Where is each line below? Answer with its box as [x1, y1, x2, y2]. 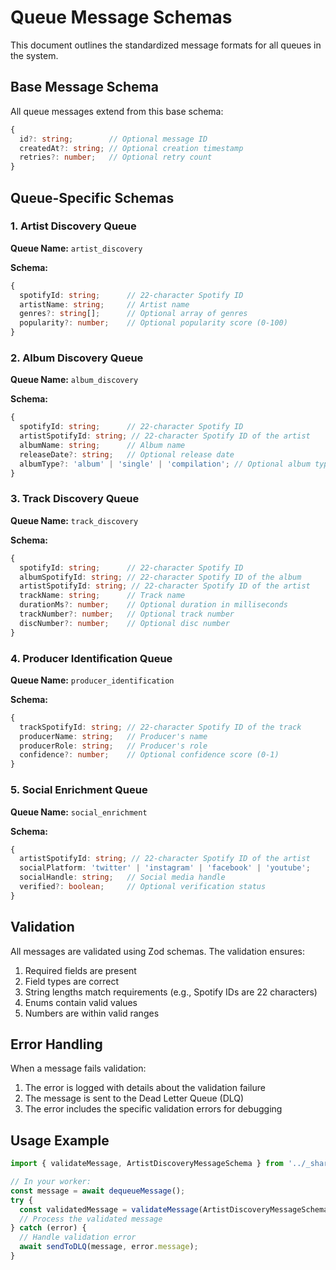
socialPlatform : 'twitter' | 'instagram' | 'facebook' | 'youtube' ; [19, 863, 311, 873]
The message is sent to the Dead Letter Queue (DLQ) [24, 1092, 245, 1105]
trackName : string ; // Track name [19, 591, 186, 601]
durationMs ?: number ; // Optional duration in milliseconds [19, 600, 288, 610]
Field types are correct [24, 975, 119, 987]
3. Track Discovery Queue [10, 492, 140, 506]
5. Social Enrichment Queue [10, 783, 148, 797]
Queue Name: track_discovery [10, 514, 139, 526]
